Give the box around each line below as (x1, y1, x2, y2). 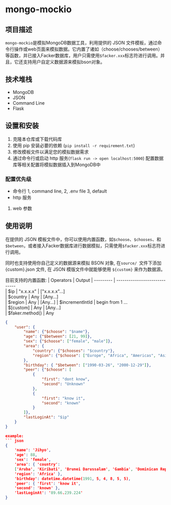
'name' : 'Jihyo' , (14, 448, 51, 453)
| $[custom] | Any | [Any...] (5, 304, 61, 310)
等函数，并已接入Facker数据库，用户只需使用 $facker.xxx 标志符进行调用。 (5, 53, 161, 58)
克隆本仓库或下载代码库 (12, 136, 62, 142)
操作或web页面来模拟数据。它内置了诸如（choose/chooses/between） (14, 46, 163, 52)
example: (5, 433, 24, 439)
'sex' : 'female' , (14, 457, 51, 463)
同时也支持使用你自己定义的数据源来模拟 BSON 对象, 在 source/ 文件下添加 (5, 259, 162, 266)
